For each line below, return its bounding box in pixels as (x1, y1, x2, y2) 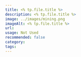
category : (5, 40, 26, 45)
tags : (5, 44, 16, 49)
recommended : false (5, 35, 45, 40)
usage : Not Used (5, 30, 39, 35)
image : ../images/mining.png (5, 16, 65, 21)
